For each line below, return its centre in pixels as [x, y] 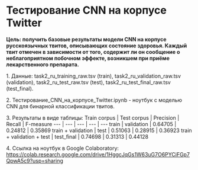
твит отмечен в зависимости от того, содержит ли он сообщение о [93, 52]
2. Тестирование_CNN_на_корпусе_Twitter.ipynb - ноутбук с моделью [94, 100]
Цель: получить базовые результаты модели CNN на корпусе [86, 39]
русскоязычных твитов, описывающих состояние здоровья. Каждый [97, 46]
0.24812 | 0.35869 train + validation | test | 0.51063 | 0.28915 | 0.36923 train [99, 130]
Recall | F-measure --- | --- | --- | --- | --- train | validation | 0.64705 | [91, 124]
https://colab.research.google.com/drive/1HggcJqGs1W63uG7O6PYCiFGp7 [98, 154]
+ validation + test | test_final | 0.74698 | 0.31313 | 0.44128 [77, 136]
